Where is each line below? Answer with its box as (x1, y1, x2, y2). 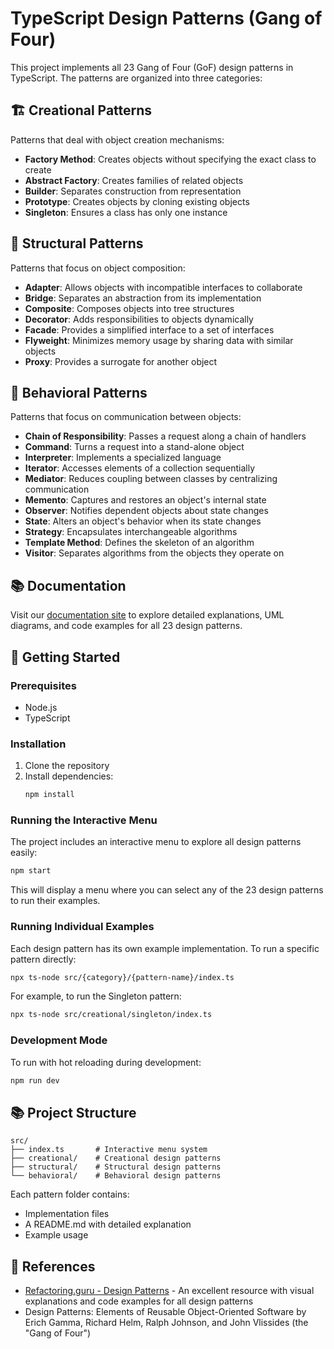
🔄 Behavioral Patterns (10, 384, 148, 401)
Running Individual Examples (10, 920, 155, 934)
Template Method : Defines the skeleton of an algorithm (24, 537, 255, 549)
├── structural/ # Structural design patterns (10, 1162, 222, 1172)
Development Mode (10, 1033, 108, 1047)
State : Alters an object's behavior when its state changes (24, 515, 262, 527)
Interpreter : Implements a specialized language (24, 452, 222, 464)
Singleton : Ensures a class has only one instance (24, 206, 228, 218)
